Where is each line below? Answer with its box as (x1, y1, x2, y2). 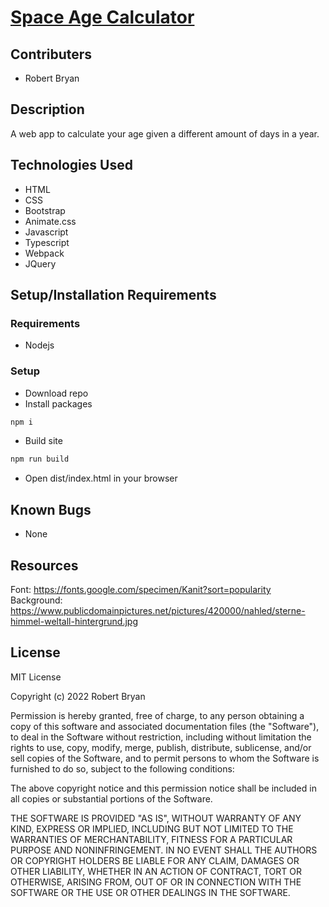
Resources (10, 557, 79, 574)
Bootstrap (24, 204, 66, 216)
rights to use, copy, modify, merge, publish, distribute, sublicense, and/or (10, 741, 312, 753)
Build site (24, 435, 63, 447)
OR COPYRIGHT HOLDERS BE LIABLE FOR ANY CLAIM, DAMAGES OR (10, 854, 300, 866)
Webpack (24, 247, 65, 259)
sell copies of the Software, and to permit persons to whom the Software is (10, 752, 320, 764)
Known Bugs (10, 501, 92, 518)
